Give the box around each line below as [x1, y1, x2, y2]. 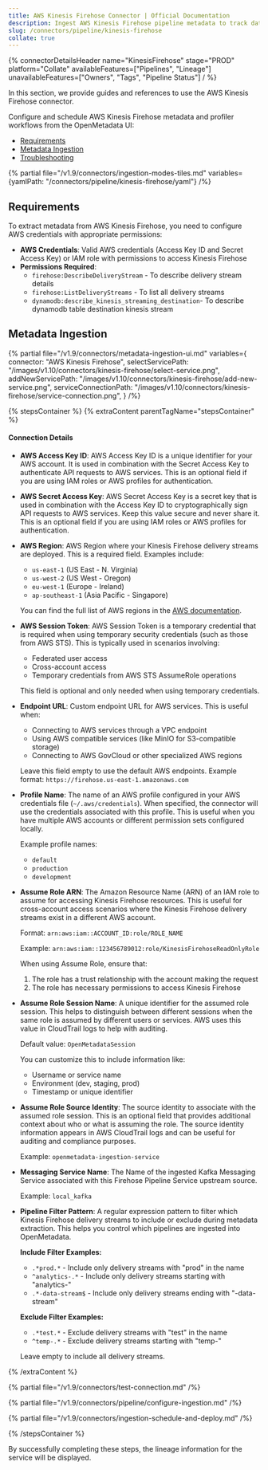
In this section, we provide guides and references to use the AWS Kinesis [8, 88, 249, 98]
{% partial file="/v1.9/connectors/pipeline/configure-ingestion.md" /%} [8, 1398, 242, 1408]
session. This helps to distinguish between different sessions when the [19, 1007, 253, 1016]
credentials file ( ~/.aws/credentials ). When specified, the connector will [19, 799, 258, 808]
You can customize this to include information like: [19, 1055, 186, 1064]
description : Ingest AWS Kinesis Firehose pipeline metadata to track [8, 19, 248, 27]
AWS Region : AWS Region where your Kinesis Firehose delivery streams [19, 541, 259, 551]
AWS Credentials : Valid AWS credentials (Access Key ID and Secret [19, 245, 243, 255]
